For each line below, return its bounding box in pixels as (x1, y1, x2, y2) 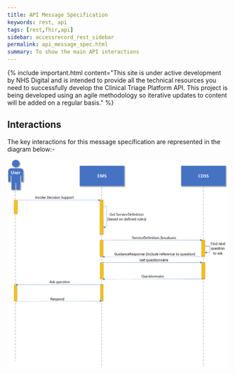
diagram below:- (7, 145, 55, 153)
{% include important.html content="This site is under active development (7, 69, 222, 77)
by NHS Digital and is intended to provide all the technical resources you (7, 76, 217, 84)
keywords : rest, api (7, 18, 68, 26)
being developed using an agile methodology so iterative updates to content (7, 91, 227, 99)
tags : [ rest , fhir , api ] (7, 26, 74, 33)
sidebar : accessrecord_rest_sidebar (7, 34, 114, 41)
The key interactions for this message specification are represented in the (7, 137, 221, 146)
